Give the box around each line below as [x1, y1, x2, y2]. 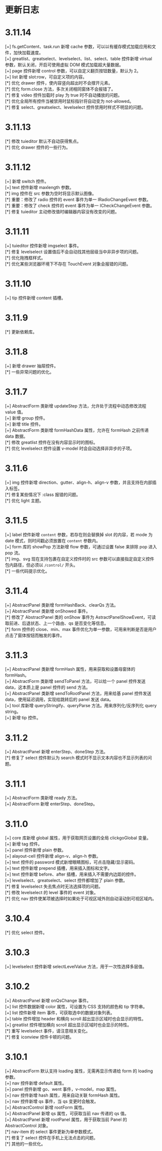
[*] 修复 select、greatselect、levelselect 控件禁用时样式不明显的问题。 [5, 104, 146, 110]
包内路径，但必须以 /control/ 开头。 [5, 562, 78, 568]
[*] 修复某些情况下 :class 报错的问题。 [5, 491, 81, 497]
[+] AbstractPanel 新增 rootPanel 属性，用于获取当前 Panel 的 [5, 1117, 127, 1122]
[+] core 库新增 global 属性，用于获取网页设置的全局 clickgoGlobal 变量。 [5, 835, 151, 841]
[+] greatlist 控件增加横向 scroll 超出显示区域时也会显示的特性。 [5, 1022, 132, 1028]
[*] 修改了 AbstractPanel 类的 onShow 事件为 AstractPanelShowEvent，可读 [5, 614, 156, 620]
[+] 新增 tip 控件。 [5, 715, 41, 721]
